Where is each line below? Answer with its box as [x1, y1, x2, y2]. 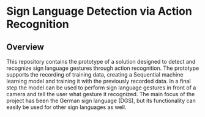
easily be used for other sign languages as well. [6, 104, 127, 111]
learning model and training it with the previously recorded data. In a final [6, 78, 191, 85]
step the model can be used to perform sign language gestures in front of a [6, 84, 196, 91]
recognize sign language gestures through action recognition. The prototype [6, 64, 199, 72]
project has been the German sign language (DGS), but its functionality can [6, 97, 196, 104]
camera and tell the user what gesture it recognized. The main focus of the [6, 91, 195, 97]
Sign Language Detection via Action [6, 4, 193, 18]
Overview [6, 42, 45, 52]
